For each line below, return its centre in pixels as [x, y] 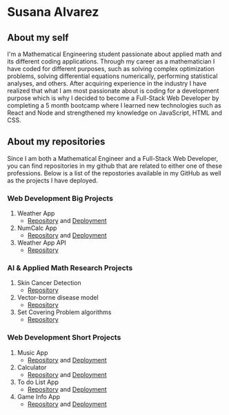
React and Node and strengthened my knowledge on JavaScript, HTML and [115, 113]
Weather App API [42, 243]
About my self [38, 38]
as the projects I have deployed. [52, 180]
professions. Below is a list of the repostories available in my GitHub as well [114, 173]
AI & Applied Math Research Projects [70, 268]
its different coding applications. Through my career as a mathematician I [111, 61]
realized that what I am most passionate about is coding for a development [113, 91]
